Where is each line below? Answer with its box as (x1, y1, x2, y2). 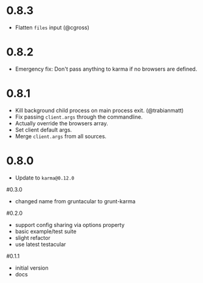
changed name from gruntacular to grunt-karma (15, 197, 136, 204)
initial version (15, 264, 49, 271)
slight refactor (15, 234, 50, 241)
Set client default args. (15, 126, 72, 133)
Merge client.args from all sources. (15, 132, 107, 140)
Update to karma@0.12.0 (15, 174, 75, 181)
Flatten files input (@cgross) (15, 24, 90, 31)
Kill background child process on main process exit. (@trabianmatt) (15, 107, 184, 114)
